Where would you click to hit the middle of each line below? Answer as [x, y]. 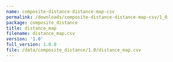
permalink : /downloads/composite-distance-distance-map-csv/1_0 [87, 17]
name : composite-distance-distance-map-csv [61, 12]
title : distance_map [32, 28]
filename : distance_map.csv [41, 34]
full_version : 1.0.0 [32, 45]
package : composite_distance [42, 22]
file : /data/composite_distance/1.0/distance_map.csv [74, 50]
